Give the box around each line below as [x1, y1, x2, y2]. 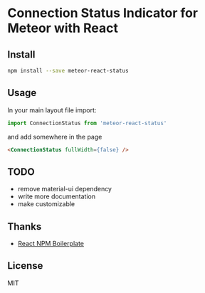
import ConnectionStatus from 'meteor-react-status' [7, 119, 167, 127]
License [7, 260, 43, 272]
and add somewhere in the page [7, 132, 102, 141]
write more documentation [17, 192, 96, 201]
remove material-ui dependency [17, 185, 112, 193]
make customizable [17, 200, 75, 208]
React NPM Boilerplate [17, 240, 84, 248]
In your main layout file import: [7, 105, 97, 114]
